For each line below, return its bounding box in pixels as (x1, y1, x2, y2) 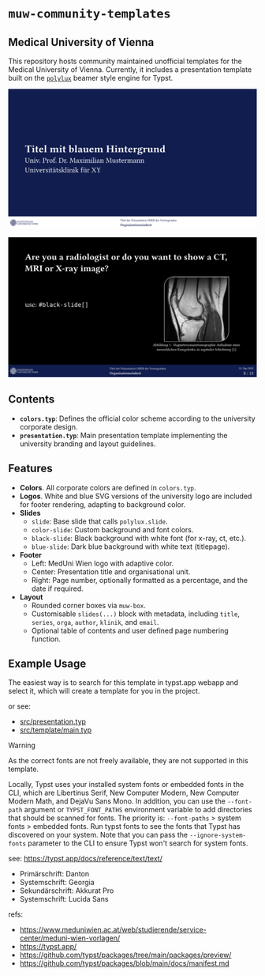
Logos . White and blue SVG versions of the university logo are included (19, 491, 252, 501)
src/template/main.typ (19, 725, 92, 735)
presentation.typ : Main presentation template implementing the (19, 430, 228, 440)
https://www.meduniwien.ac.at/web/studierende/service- (19, 925, 207, 935)
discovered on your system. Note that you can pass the (8, 830, 188, 840)
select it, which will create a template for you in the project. (8, 687, 200, 696)
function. (31, 634, 61, 644)
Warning (8, 740, 35, 751)
